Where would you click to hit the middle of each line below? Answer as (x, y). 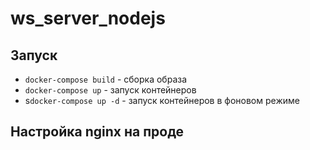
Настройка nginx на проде (97, 132)
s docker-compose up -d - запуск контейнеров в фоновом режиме (162, 100)
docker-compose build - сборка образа (106, 79)
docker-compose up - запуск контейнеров (110, 90)
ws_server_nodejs (88, 18)
